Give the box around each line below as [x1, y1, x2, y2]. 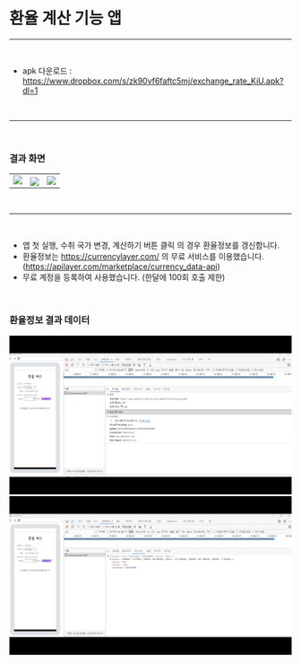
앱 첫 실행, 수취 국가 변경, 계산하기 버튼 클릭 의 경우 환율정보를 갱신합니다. [21, 240, 280, 251]
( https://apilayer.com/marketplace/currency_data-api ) [21, 261, 221, 272]
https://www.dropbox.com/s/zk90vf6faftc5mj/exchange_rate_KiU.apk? [21, 75, 284, 86]
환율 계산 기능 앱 [9, 8, 123, 29]
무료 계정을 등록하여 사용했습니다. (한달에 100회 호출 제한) [21, 272, 226, 283]
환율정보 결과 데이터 [9, 314, 90, 327]
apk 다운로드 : [21, 65, 73, 76]
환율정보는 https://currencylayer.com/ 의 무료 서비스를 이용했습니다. [21, 251, 264, 262]
